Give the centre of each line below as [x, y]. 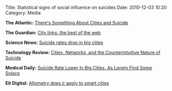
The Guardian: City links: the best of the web [53, 32]
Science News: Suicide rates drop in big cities [54, 42]
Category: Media [23, 13]
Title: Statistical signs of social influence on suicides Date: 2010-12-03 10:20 [86, 7]
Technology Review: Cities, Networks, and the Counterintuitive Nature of [83, 52]
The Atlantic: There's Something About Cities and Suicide [67, 23]
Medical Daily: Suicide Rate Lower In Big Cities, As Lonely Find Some [79, 68]
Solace [13, 73]
